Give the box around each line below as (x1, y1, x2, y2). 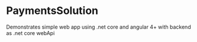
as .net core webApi (6, 29, 55, 36)
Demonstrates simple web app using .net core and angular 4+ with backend (6, 23, 191, 30)
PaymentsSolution (6, 4, 99, 17)
